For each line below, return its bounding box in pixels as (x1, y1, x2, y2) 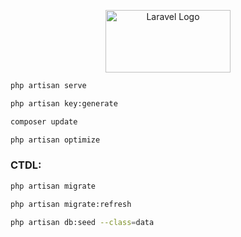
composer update (10, 116, 78, 127)
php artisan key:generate (10, 98, 118, 109)
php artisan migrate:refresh (10, 199, 132, 209)
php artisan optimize (10, 135, 101, 145)
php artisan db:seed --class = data (10, 217, 155, 227)
